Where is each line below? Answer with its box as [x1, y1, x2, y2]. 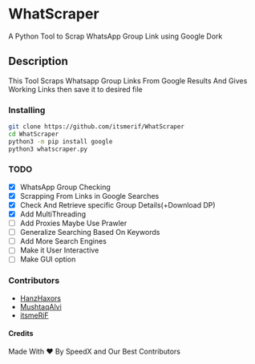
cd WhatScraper [8, 130, 59, 138]
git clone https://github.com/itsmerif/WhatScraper [8, 123, 184, 131]
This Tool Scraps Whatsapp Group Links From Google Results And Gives [8, 75, 248, 85]
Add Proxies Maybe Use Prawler [19, 218, 127, 229]
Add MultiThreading [19, 209, 87, 219]
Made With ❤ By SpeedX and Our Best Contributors [8, 346, 180, 356]
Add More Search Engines [19, 237, 107, 246]
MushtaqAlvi [19, 301, 62, 311]
